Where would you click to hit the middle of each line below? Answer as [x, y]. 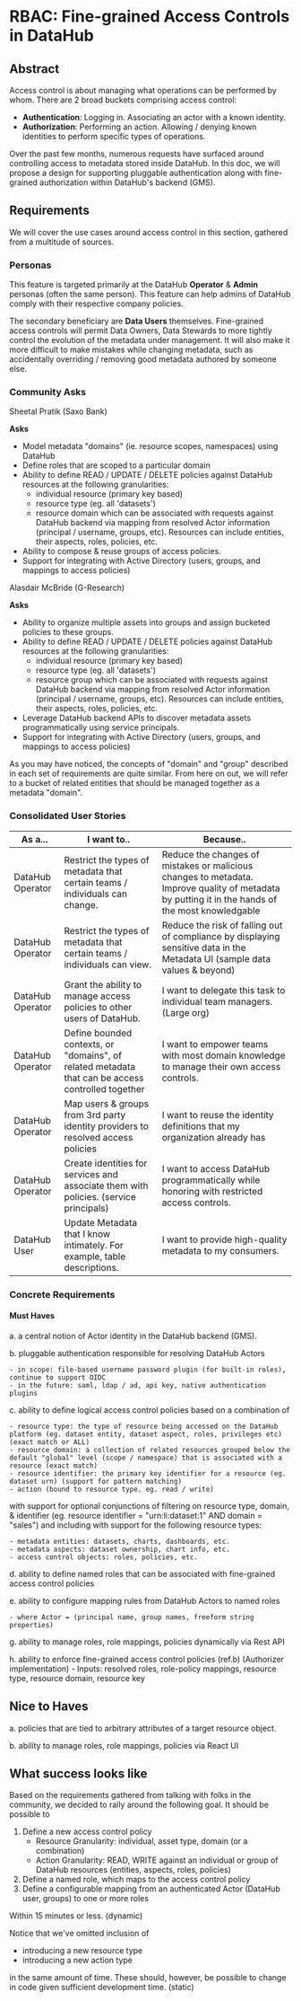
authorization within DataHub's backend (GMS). [128, 182]
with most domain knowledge [224, 1055]
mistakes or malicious [207, 866]
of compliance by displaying [221, 936]
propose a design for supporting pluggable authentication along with [136, 173]
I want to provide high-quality [224, 1239]
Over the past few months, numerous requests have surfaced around [137, 154]
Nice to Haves [49, 1707]
